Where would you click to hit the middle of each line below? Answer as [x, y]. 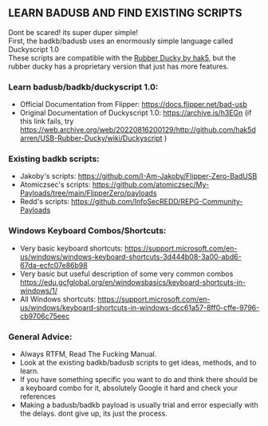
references [37, 396]
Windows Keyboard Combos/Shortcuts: [87, 231]
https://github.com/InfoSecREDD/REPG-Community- [157, 202]
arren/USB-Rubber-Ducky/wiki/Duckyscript [91, 138]
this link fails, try [47, 121]
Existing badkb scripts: [54, 159]
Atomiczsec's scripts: [55, 185]
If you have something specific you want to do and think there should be [138, 379]
